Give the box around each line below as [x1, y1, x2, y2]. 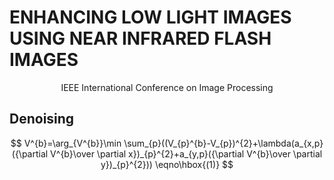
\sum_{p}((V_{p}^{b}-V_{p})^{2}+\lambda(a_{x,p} [123, 137, 324, 149]
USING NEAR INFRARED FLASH [9, 27, 272, 50]
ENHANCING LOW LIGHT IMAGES [9, 6, 292, 29]
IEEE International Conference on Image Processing [60, 81, 274, 93]
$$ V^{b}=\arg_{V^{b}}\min [10, 137, 122, 149]
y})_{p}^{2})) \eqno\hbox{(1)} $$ [100, 158, 234, 170]
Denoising [9, 111, 75, 128]
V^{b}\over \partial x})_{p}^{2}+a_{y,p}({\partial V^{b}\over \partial [50, 147, 323, 160]
